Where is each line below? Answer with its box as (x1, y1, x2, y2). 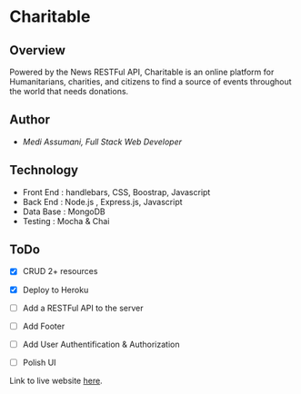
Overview (9, 43, 66, 58)
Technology (9, 163, 79, 178)
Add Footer (22, 320, 65, 331)
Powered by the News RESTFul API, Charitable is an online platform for (9, 66, 275, 77)
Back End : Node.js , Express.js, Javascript (22, 196, 184, 207)
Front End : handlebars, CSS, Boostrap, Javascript (22, 186, 211, 197)
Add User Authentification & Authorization (22, 339, 180, 350)
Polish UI (22, 357, 56, 368)
